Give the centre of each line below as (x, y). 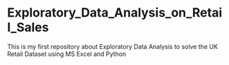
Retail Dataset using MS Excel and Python (67, 54)
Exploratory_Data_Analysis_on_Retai (115, 13)
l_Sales (28, 27)
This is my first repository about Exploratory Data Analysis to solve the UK (112, 46)
